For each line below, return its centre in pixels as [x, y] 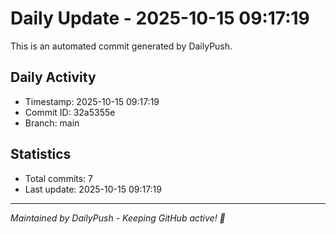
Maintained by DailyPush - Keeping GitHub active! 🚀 [118, 218]
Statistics [41, 154]
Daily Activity [53, 77]
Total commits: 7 [59, 178]
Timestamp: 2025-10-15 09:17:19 [92, 101]
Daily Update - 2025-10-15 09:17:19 [160, 18]
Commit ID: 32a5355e [70, 112]
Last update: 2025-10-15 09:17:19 [93, 189]
